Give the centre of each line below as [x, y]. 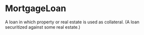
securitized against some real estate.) [43, 27]
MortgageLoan [36, 9]
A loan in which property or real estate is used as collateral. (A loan [72, 22]
